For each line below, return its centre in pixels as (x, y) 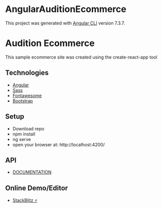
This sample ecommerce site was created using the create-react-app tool (81, 57)
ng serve (22, 139)
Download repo (28, 128)
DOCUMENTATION (32, 172)
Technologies (27, 73)
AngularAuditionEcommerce (66, 9)
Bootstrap (23, 100)
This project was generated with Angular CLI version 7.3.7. (65, 23)
